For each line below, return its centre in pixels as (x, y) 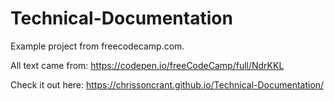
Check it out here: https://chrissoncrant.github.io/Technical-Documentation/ (167, 84)
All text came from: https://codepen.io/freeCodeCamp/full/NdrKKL (147, 65)
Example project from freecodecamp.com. (97, 46)
